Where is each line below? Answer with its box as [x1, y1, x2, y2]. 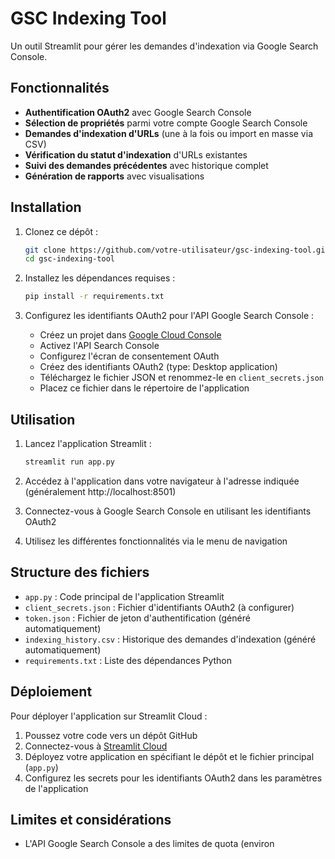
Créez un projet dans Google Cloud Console [39, 329, 222, 341]
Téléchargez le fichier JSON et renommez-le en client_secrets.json [39, 372, 324, 384]
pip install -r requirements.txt [24, 292, 165, 302]
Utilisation [10, 411, 76, 428]
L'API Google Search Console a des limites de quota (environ [24, 838, 275, 850]
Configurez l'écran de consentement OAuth [39, 350, 220, 362]
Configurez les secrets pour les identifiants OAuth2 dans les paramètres [24, 772, 323, 784]
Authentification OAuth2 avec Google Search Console [24, 106, 252, 118]
